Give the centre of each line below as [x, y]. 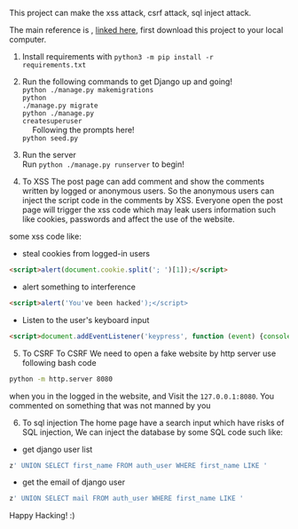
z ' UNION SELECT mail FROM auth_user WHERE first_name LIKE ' [126, 499]
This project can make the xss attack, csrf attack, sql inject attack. [130, 13]
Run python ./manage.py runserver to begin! [103, 164]
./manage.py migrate [60, 106]
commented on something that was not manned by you [110, 405]
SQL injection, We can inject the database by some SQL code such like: [153, 432]
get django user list [57, 449]
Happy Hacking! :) [42, 516]
